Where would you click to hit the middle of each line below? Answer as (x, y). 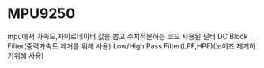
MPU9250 (41, 14)
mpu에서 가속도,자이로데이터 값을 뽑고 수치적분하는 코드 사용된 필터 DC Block (128, 36)
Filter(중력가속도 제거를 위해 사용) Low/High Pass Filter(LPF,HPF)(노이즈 (121, 46)
